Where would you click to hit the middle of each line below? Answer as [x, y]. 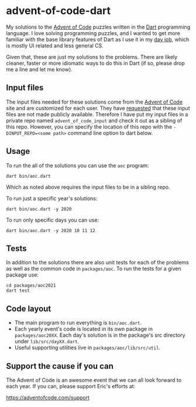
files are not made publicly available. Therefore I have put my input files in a [97, 114]
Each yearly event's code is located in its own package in [84, 329]
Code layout [29, 308]
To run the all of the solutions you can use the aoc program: [78, 165]
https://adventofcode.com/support [48, 398]
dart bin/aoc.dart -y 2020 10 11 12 [51, 230]
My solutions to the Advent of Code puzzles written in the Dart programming [98, 27]
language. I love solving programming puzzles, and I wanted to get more [93, 33]
